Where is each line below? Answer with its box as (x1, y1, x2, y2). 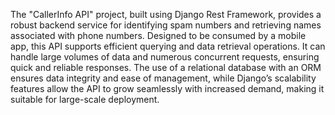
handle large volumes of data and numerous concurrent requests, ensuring (10, 51, 320, 63)
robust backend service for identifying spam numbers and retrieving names (10, 19, 322, 31)
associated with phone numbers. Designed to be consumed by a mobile (10, 30, 307, 41)
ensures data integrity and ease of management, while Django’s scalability (10, 72, 317, 84)
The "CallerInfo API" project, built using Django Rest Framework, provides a (10, 9, 322, 20)
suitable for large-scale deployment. (10, 94, 160, 105)
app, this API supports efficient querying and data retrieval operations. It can (10, 40, 326, 52)
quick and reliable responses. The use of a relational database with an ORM (10, 62, 322, 73)
